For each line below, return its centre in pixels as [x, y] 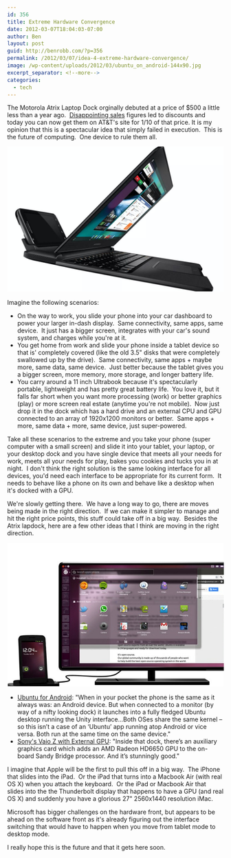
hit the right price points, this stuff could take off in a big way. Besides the [112, 519]
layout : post [26, 44]
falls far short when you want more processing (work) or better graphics [119, 397]
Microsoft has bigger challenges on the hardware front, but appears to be [111, 812]
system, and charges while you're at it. [72, 338]
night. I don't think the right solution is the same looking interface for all [109, 468]
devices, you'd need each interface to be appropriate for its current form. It [114, 476]
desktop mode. [29, 834]
